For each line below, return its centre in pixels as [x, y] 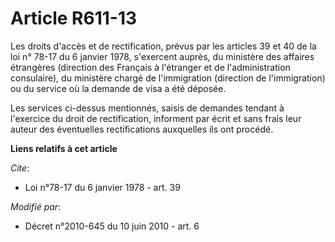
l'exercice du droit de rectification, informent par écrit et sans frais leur [156, 118]
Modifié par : [36, 206]
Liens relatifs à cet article [64, 148]
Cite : [20, 168]
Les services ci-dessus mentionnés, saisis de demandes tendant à [147, 108]
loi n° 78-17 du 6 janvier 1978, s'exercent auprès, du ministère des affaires [162, 56]
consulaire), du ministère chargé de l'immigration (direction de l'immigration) [168, 78]
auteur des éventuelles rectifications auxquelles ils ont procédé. [142, 129]
